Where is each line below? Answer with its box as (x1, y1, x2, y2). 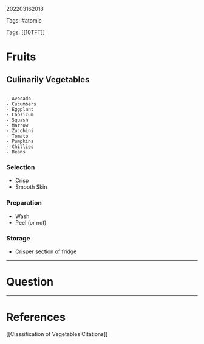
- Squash (6, 117, 29, 123)
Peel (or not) (15, 219, 47, 226)
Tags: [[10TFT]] (6, 29, 46, 36)
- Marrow (6, 122, 29, 128)
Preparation (6, 198, 42, 207)
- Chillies (6, 144, 34, 150)
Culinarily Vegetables (6, 74, 90, 85)
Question (6, 275, 53, 289)
